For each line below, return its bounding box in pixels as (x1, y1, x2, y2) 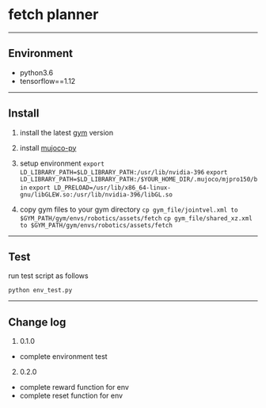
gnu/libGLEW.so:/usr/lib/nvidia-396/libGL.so (19, 190, 173, 199)
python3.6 (19, 67, 54, 77)
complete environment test (19, 352, 108, 361)
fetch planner (8, 6, 99, 24)
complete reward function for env (19, 383, 129, 392)
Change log (8, 315, 66, 329)
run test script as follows (8, 271, 89, 280)
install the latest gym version (19, 128, 113, 137)
